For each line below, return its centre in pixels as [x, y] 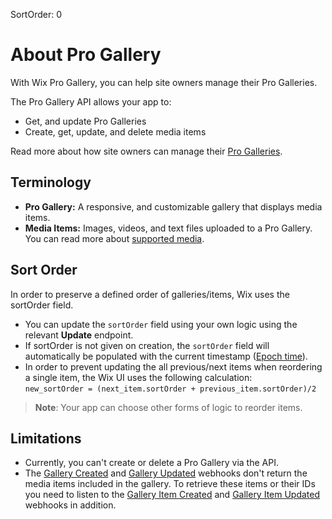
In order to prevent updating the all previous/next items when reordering [173, 366]
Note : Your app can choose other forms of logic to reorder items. [168, 407]
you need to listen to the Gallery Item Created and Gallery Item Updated [172, 495]
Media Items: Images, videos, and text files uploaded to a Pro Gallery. [168, 228]
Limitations [46, 438]
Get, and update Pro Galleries [85, 121]
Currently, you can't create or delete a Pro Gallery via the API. [151, 463]
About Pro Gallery [86, 55]
